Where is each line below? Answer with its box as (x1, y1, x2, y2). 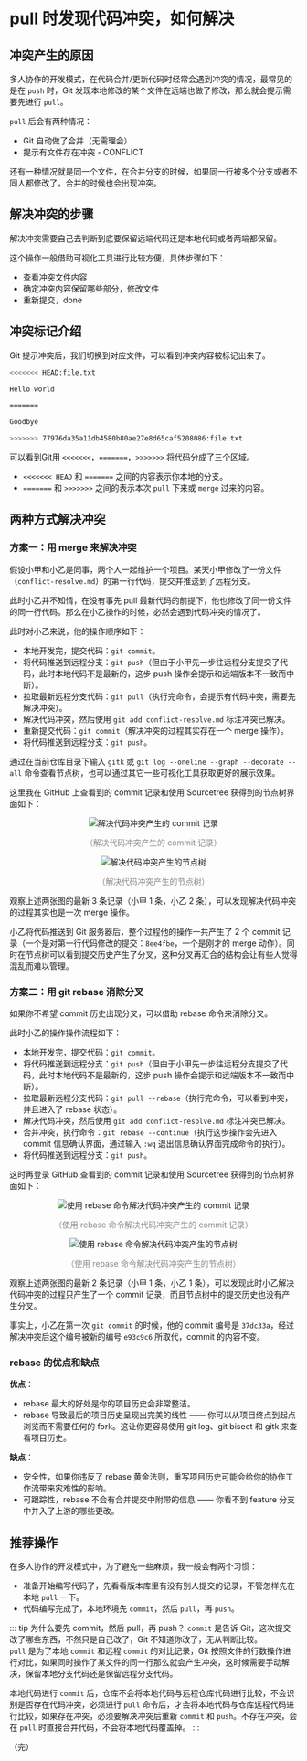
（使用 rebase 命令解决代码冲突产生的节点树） (66, 1257, 241, 1268)
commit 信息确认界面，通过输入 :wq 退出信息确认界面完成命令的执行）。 (22, 1138, 291, 1149)
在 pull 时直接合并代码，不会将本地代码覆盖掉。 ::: (9, 1722, 200, 1733)
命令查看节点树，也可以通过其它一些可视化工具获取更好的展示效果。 (24, 767, 281, 778)
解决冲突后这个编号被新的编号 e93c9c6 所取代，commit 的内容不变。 (9, 1331, 265, 1342)
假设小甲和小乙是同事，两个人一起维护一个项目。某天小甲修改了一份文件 (9, 564, 281, 575)
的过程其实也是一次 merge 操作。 (9, 907, 135, 918)
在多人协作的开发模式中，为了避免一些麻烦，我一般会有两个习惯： (9, 1561, 258, 1572)
